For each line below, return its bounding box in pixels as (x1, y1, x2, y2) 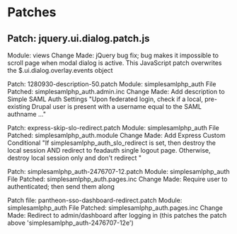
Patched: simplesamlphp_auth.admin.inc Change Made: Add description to (7, 88, 225, 95)
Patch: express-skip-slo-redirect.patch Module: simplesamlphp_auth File (7, 124, 219, 131)
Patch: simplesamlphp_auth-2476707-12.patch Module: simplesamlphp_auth (7, 168, 230, 175)
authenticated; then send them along (7, 182, 115, 191)
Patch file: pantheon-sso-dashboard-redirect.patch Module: (7, 196, 183, 204)
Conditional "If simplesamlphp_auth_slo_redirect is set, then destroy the (7, 139, 216, 147)
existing (7, 103, 30, 110)
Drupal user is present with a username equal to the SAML (31, 103, 202, 110)
